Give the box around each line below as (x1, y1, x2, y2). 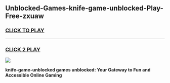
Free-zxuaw (5, 12, 45, 21)
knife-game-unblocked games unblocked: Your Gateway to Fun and (5, 66, 151, 72)
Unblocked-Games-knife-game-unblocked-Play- (5, 4, 163, 13)
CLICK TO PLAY (5, 27, 45, 34)
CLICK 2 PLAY (5, 46, 40, 53)
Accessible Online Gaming (5, 72, 62, 78)
